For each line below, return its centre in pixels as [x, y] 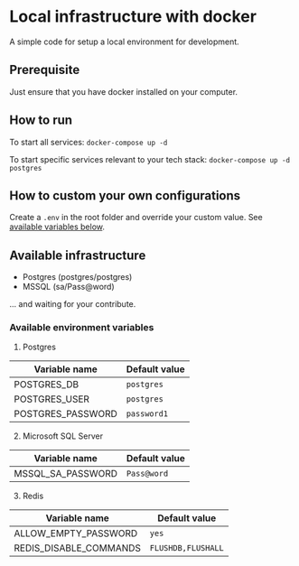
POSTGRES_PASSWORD [65, 414]
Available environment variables [82, 328]
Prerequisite [45, 70]
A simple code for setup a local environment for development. [124, 42]
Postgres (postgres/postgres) [77, 277]
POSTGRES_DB [47, 385]
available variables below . [57, 227]
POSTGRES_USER [52, 399]
